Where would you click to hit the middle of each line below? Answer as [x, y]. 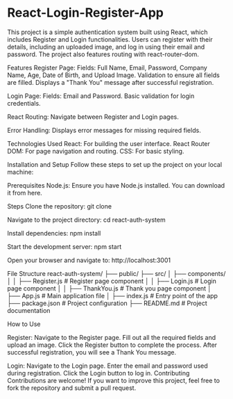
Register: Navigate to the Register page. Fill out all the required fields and [112, 337]
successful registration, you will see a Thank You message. [92, 352]
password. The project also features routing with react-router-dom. [103, 54]
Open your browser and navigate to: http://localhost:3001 [89, 260]
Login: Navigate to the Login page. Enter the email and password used [107, 366]
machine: [20, 172]
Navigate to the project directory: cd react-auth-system [86, 220]
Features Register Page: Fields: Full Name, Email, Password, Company [107, 67]
